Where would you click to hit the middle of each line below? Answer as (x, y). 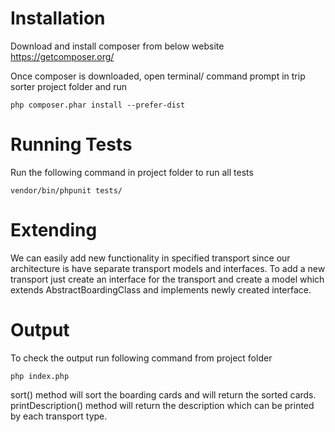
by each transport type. (59, 416)
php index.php (40, 376)
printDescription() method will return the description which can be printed (162, 405)
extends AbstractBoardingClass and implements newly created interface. (161, 289)
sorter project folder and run (69, 86)
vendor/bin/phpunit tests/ (66, 190)
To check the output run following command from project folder (141, 358)
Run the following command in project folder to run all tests (132, 172)
